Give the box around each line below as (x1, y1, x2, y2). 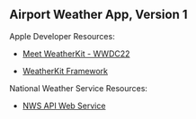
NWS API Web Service (22, 100, 106, 111)
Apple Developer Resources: (9, 30, 115, 41)
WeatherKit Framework (22, 65, 109, 76)
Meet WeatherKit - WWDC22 (22, 48, 130, 59)
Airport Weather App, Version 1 (9, 7, 188, 22)
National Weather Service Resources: (9, 82, 148, 93)
